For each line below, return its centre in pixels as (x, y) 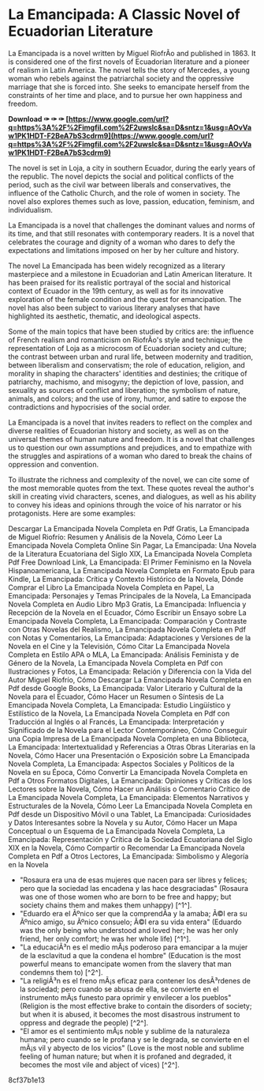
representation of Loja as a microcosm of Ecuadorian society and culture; (127, 348)
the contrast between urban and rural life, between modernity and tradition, (131, 357)
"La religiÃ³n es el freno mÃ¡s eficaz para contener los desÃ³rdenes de (135, 980)
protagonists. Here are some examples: (72, 513)
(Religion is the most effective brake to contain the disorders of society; (136, 1006)
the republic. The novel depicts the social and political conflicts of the (121, 176)
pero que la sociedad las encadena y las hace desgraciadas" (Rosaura (134, 888)
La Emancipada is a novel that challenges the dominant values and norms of (132, 225)
